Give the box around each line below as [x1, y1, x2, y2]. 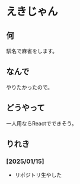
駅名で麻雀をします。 [6, 48, 58, 54]
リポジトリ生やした [14, 171, 62, 179]
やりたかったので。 [6, 84, 53, 91]
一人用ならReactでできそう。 [6, 119, 77, 127]
